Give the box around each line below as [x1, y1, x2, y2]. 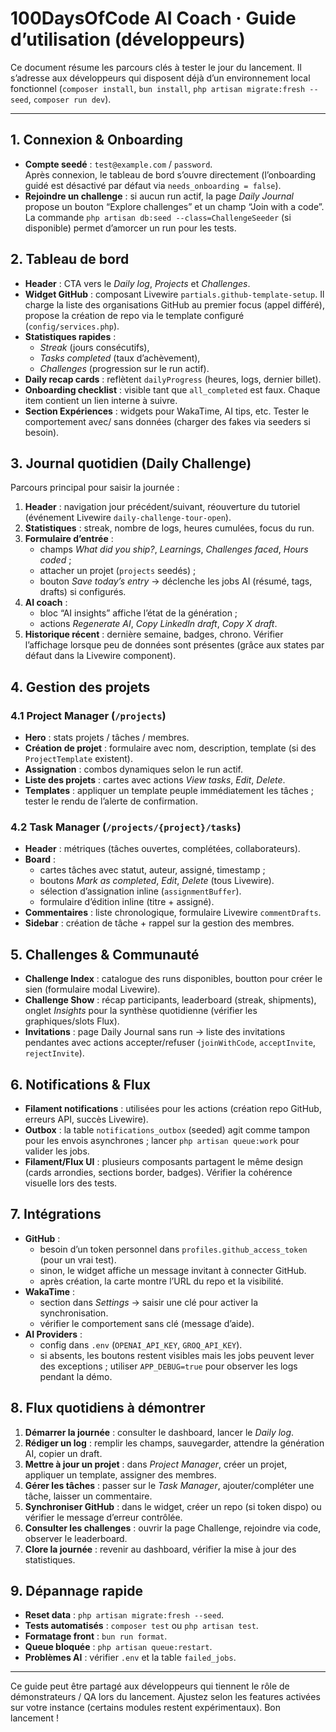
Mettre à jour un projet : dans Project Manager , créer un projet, [24, 1458, 288, 1470]
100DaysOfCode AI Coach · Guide [10, 7, 297, 30]
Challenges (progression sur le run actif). [39, 362, 210, 374]
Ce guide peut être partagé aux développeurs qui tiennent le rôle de [10, 1680, 290, 1692]
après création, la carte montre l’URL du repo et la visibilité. [39, 1275, 284, 1287]
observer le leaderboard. [24, 1532, 128, 1544]
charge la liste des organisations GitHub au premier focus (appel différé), [24, 298, 325, 311]
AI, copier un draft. [24, 1447, 103, 1459]
